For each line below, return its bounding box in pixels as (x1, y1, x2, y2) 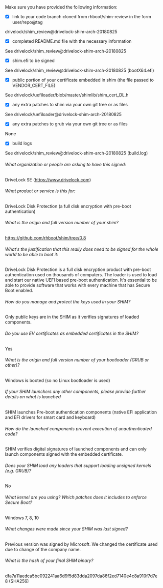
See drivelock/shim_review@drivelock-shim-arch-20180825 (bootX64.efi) (5, 67, 154, 73)
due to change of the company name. (5, 546, 81, 552)
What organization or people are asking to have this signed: (5, 162, 126, 168)
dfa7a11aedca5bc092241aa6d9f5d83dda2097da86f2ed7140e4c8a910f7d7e (5, 573, 158, 579)
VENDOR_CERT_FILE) (12, 83, 56, 88)
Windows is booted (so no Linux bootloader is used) (5, 377, 110, 383)
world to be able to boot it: (5, 251, 59, 257)
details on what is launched (5, 394, 61, 400)
